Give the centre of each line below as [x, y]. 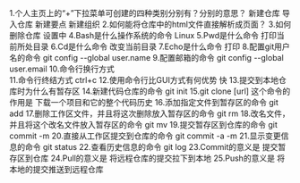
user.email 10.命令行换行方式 [62, 69]
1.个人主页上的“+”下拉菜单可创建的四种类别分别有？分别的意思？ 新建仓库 [145, 13]
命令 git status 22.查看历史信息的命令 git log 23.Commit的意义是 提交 [151, 147]
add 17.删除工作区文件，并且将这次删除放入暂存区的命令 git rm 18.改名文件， [150, 113]
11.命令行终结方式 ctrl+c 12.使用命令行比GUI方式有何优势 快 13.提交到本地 [144, 80]
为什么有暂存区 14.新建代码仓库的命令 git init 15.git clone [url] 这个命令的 [158, 91]
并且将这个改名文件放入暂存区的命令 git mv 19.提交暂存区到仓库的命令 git [143, 125]
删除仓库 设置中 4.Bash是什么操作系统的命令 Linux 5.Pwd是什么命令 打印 [143, 35]
